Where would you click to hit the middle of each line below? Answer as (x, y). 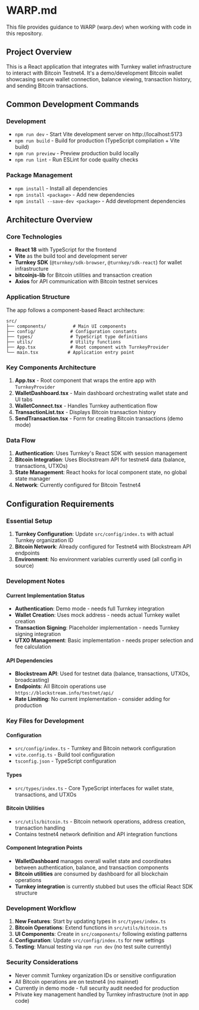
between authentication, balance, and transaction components (91, 868)
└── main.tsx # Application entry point (70, 352)
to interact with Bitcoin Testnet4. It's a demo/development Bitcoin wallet (94, 73)
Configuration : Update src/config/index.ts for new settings (90, 940)
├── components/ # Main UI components (66, 326)
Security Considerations (42, 962)
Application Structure (38, 297)
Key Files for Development (45, 721)
